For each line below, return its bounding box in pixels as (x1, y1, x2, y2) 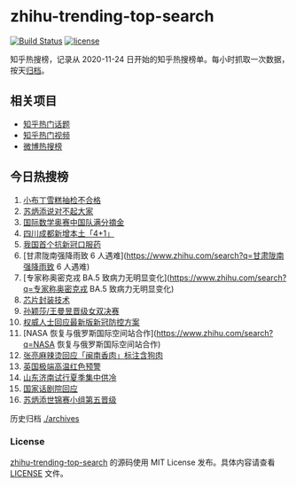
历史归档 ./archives (10, 412, 80, 423)
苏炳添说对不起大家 (22, 206, 94, 216)
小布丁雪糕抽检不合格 (22, 194, 101, 205)
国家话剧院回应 (22, 383, 78, 394)
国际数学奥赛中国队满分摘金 (22, 216, 125, 227)
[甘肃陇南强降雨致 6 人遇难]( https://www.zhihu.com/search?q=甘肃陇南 (22, 250, 284, 261)
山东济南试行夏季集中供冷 (22, 372, 117, 382)
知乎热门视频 (22, 130, 70, 140)
